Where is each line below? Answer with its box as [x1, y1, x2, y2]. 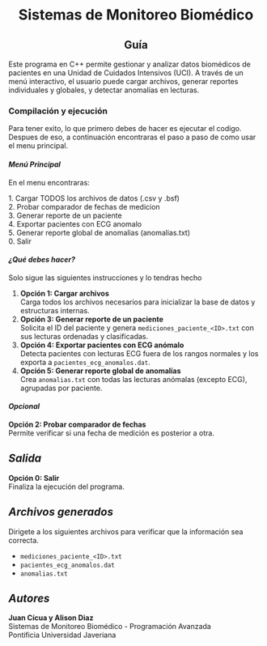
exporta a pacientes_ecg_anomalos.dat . [19, 357, 151, 367]
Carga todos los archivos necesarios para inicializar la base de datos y [19, 297, 256, 307]
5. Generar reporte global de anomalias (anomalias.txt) [8, 227, 191, 237]
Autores [8, 591, 50, 605]
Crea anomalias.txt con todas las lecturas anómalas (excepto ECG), [19, 374, 248, 384]
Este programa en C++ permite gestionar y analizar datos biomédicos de [8, 59, 251, 69]
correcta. [8, 535, 39, 545]
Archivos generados [8, 505, 113, 519]
